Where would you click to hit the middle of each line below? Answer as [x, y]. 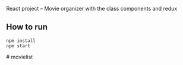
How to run [27, 27]
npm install [21, 41]
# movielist [20, 57]
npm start [18, 46]
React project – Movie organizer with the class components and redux [92, 9]
